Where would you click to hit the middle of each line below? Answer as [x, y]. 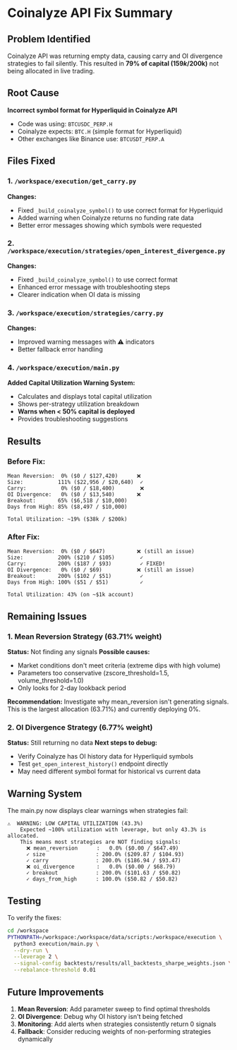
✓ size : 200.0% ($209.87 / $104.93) [105, 855]
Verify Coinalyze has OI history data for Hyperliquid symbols [105, 756]
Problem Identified [49, 39]
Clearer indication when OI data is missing [79, 294]
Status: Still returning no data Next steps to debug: [82, 743]
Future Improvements [56, 992]
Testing [24, 901]
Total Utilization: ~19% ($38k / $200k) [68, 519]
